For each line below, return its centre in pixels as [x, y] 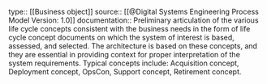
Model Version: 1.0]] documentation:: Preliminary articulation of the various [133, 20]
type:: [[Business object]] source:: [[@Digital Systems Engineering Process [134, 12]
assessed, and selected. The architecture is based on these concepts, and [133, 46]
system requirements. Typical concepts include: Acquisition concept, [124, 63]
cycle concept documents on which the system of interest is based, [122, 37]
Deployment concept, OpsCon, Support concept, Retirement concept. [125, 71]
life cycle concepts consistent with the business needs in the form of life [129, 29]
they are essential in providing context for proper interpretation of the [125, 55]
